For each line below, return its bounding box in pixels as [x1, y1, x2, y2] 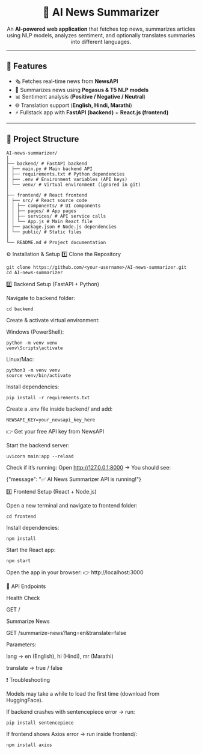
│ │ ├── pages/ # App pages [6, 207, 77, 214]
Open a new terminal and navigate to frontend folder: [6, 501, 138, 509]
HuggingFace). [6, 696, 43, 703]
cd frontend [6, 513, 36, 520]
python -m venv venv [6, 340, 58, 346]
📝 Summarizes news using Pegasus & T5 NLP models [14, 86, 149, 93]
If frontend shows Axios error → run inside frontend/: [6, 730, 138, 737]
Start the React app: [6, 546, 56, 553]
